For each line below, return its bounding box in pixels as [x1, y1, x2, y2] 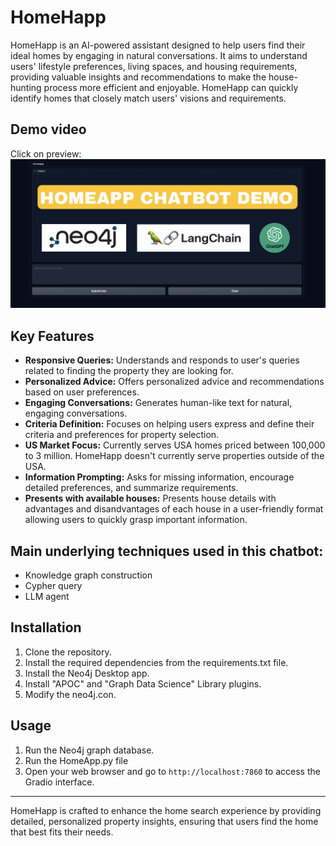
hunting [10, 81, 42, 93]
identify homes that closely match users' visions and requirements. [10, 92, 287, 104]
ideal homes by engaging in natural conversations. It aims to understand [10, 49, 308, 61]
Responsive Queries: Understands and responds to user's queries [24, 354, 300, 366]
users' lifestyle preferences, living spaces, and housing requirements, [10, 60, 298, 72]
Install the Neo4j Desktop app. [24, 667, 150, 679]
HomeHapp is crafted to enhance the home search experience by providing [10, 804, 322, 816]
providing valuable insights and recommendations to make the [10, 71, 267, 83]
